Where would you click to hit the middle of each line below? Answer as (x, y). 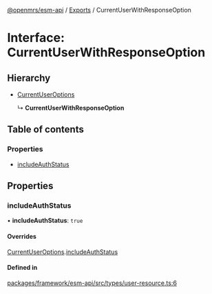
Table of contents (45, 129)
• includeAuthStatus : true (45, 221)
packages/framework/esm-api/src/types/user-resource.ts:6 (92, 283)
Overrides (22, 236)
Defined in (22, 268)
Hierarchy (29, 78)
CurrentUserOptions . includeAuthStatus (63, 252)
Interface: (36, 38)
